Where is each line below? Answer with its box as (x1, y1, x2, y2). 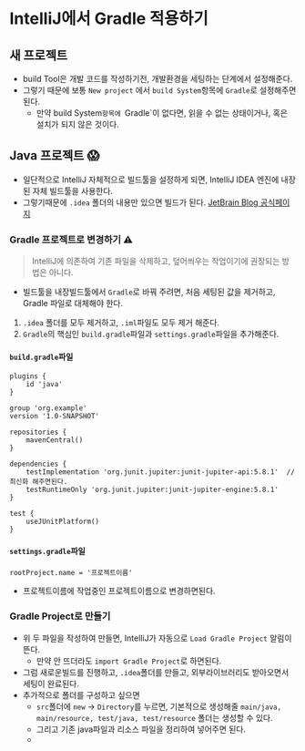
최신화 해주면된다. (9, 478, 68, 487)
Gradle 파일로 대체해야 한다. (22, 298, 124, 309)
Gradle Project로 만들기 (9, 610, 111, 622)
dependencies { (9, 459, 67, 469)
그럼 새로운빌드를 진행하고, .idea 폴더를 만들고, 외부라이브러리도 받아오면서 (22, 666, 290, 677)
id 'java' (25, 380, 64, 389)
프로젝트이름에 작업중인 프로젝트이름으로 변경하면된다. (22, 585, 216, 596)
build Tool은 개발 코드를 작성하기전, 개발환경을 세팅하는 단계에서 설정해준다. (22, 74, 293, 84)
